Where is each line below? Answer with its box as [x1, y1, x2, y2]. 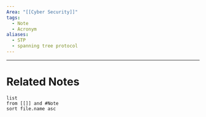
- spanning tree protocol [12, 43, 78, 49]
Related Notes [6, 75, 80, 89]
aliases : [6, 32, 29, 38]
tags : [6, 15, 20, 21]
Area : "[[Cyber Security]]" [6, 9, 78, 15]
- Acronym [12, 26, 37, 32]
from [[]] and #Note [6, 100, 59, 107]
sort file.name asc [6, 105, 56, 112]
